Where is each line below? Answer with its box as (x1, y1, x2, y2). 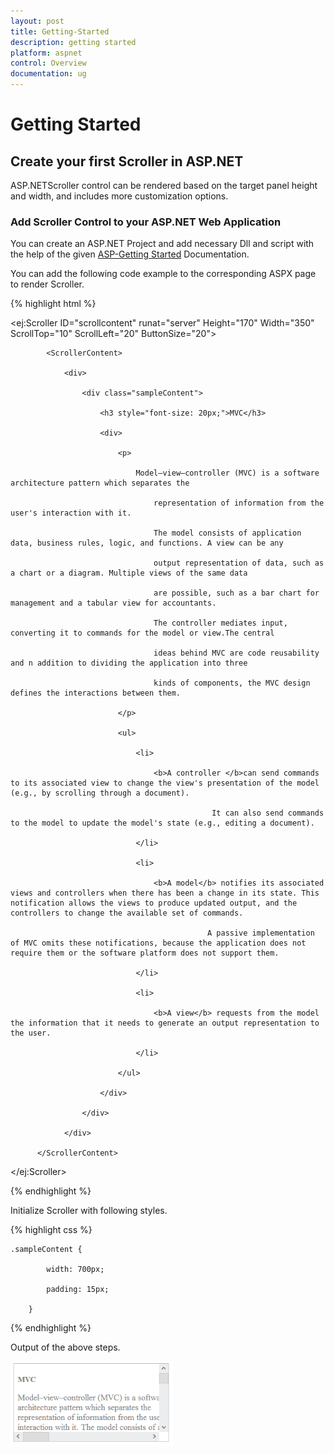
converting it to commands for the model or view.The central (10, 628, 275, 639)
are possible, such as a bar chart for (153, 588, 320, 599)
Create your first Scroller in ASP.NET (10, 153, 244, 170)
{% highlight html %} (10, 298, 97, 310)
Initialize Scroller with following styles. (10, 1205, 168, 1217)
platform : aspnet (10, 48, 83, 58)
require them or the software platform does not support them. (10, 948, 280, 959)
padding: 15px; (46, 1285, 110, 1295)
